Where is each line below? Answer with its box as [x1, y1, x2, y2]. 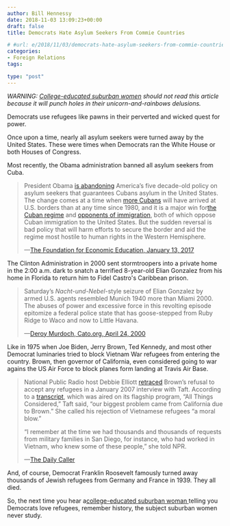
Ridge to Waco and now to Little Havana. [23, 316, 139, 324]
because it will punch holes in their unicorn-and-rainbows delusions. [7, 99, 201, 107]
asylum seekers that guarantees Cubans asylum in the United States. [23, 189, 219, 197]
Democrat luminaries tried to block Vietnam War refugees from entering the [7, 350, 220, 358]
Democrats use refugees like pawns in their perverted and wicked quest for [7, 112, 220, 121]
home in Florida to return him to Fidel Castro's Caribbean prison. [7, 274, 189, 282]
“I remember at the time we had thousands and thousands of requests [23, 427, 222, 435]
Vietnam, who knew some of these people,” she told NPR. [23, 442, 187, 450]
